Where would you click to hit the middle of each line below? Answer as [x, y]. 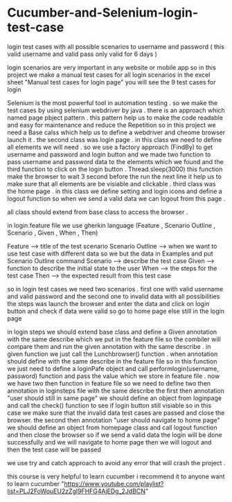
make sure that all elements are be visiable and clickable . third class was [111, 183]
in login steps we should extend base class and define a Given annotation [112, 332]
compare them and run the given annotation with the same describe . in [109, 346]
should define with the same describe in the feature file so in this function [112, 361]
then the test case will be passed [54, 449]
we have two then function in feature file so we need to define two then [109, 383]
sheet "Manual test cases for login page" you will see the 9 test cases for [111, 82]
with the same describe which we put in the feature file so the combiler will [114, 339]
